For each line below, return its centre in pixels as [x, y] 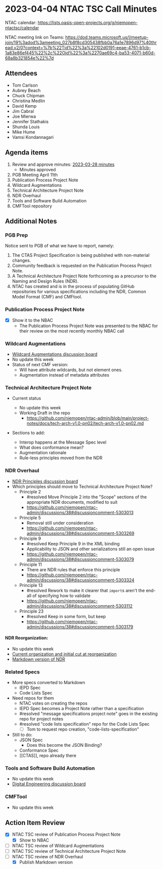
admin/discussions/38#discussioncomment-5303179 [80, 626]
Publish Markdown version [46, 862]
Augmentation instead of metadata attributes [64, 375]
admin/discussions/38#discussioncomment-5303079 [80, 559]
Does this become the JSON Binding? [64, 745]
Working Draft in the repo [45, 413]
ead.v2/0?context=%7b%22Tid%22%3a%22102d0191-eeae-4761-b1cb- [78, 47]
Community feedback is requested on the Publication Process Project [82, 266]
